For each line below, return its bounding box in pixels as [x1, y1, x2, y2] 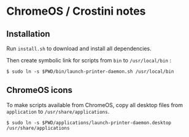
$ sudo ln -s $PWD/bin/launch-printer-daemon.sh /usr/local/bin [6, 68, 174, 75]
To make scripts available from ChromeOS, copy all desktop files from [6, 101, 183, 108]
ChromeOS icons [6, 85, 72, 95]
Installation [6, 29, 50, 39]
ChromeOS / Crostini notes [6, 4, 146, 18]
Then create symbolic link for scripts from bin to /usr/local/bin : [6, 57, 172, 64]
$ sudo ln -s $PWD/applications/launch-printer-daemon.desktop [6, 119, 172, 126]
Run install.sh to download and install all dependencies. [6, 45, 152, 52]
